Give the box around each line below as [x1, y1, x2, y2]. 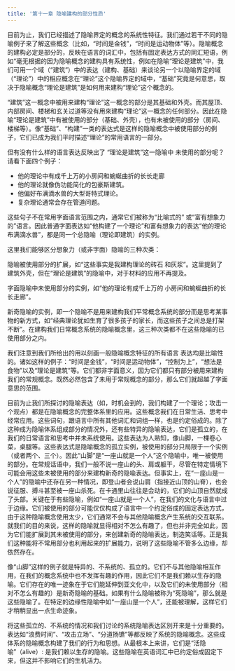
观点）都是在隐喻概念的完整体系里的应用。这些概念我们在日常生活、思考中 [13, 407, 228, 416]
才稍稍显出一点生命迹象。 [7, 606, 81, 614]
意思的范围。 [7, 384, 44, 392]
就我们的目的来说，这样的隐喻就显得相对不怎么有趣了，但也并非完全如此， [7, 521, 222, 529]
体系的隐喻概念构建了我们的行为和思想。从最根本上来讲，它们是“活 [7, 639, 201, 647]
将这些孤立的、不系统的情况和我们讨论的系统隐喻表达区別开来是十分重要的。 [7, 621, 228, 630]
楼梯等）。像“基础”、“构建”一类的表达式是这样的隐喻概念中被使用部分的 [7, 124, 211, 133]
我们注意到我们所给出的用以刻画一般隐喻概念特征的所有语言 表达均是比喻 [7, 348, 218, 357]
